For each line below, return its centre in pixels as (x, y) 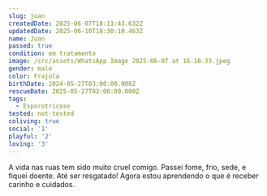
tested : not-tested (41, 114)
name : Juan (27, 38)
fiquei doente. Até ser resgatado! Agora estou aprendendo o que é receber (133, 176)
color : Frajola (34, 76)
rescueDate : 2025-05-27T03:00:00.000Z (74, 91)
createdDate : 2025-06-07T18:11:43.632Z (76, 23)
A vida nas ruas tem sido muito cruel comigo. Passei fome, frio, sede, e (127, 167)
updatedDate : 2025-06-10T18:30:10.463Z (76, 31)
